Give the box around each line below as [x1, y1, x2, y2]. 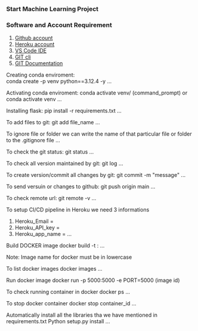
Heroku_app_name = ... [14, 231, 72, 238]
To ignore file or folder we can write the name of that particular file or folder [6, 130, 192, 137]
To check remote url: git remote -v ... [6, 195, 97, 202]
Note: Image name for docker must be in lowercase [6, 253, 132, 261]
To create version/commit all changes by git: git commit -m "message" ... [6, 171, 186, 179]
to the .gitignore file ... [6, 137, 61, 144]
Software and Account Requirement [6, 20, 112, 29]
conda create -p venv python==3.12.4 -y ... [6, 78, 112, 85]
